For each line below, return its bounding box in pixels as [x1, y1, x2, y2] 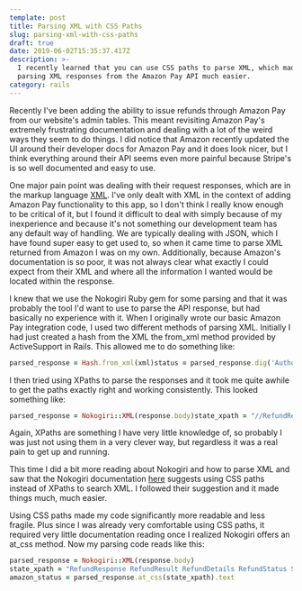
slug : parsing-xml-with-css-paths [9, 30, 139, 39]
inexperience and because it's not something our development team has [9, 218, 278, 229]
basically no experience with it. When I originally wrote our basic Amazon [9, 312, 281, 323]
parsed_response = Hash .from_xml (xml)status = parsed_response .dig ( [9, 358, 271, 368]
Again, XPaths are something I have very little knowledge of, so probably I [9, 427, 283, 438]
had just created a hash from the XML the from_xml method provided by [9, 331, 276, 342]
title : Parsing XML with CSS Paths [9, 22, 143, 31]
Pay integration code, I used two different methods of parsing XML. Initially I [9, 322, 291, 332]
